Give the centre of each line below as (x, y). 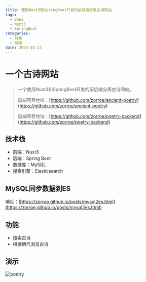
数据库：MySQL (29, 165)
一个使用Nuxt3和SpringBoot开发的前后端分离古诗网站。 (76, 89)
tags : (11, 15)
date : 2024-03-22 (24, 48)
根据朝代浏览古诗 (30, 244)
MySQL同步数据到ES (38, 189)
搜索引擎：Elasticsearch (38, 171)
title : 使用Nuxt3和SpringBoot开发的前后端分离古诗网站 (59, 10)
